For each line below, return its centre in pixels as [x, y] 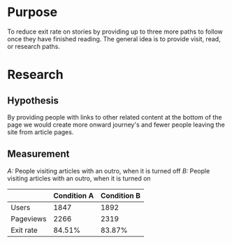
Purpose [32, 12]
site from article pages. [41, 132]
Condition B [121, 195]
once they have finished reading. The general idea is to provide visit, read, [114, 38]
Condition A [74, 195]
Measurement [38, 154]
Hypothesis [33, 100]
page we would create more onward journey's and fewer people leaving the [116, 124]
